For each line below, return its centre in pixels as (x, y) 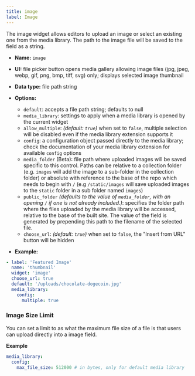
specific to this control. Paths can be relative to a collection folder (102, 165)
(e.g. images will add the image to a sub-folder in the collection (99, 171)
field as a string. (25, 46)
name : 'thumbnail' (34, 267)
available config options (52, 153)
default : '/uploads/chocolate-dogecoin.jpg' (66, 284)
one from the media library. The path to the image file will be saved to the (95, 40)
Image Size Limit (30, 316)
